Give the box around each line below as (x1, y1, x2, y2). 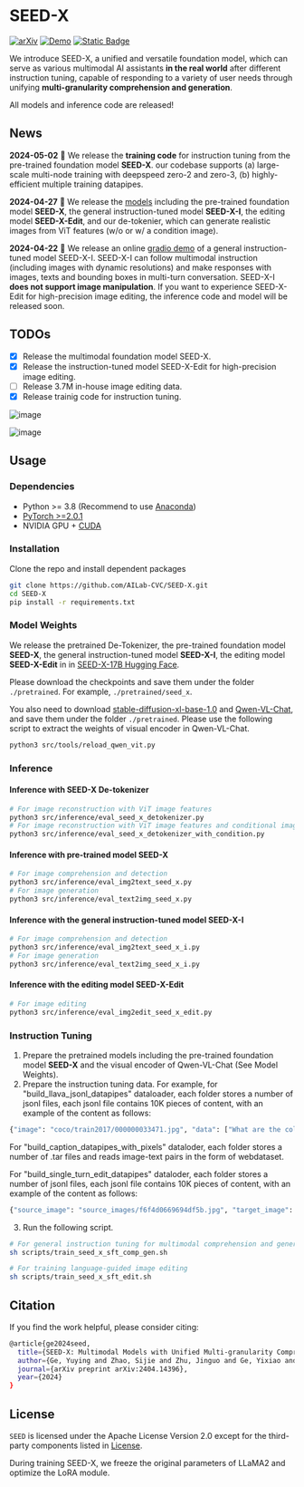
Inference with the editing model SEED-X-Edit (9, 980, 185, 990)
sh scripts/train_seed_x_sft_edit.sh (9, 1272, 152, 1282)
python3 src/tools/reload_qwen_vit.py (9, 740, 156, 749)
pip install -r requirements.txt (9, 597, 136, 607)
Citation (9, 1298, 56, 1313)
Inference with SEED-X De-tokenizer (9, 785, 149, 796)
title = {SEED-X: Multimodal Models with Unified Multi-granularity (17, 1347, 273, 1357)
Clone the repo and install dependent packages (9, 563, 186, 574)
